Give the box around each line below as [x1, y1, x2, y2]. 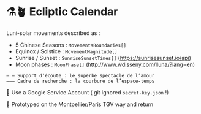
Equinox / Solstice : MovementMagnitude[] [15, 47, 118, 55]
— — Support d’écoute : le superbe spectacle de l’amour [6, 72, 155, 78]
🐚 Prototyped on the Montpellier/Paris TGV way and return [6, 101, 154, 108]
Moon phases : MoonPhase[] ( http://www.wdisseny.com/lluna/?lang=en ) [15, 61, 195, 68]
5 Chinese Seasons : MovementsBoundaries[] [15, 41, 127, 48]
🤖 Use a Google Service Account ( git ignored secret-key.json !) [6, 88, 169, 96]
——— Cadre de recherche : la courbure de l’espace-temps [6, 78, 155, 84]
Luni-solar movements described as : [6, 29, 100, 37]
